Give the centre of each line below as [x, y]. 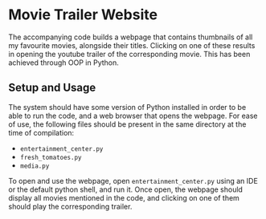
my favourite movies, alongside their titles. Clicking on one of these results [132, 45]
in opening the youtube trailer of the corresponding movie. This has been [129, 54]
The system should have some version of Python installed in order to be [127, 107]
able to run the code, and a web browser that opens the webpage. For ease [133, 116]
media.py [35, 166]
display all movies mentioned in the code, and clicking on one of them [124, 197]
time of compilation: [41, 132]
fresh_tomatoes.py [51, 157]
